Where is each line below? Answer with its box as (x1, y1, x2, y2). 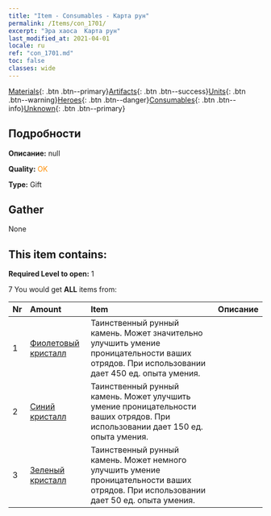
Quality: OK (8, 164, 48, 173)
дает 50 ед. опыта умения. (90, 495, 195, 506)
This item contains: (8, 248, 107, 261)
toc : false (8, 57, 45, 65)
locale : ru (8, 42, 45, 50)
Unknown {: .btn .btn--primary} (23, 103, 126, 113)
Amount (29, 304, 62, 315)
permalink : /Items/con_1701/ (8, 19, 106, 27)
